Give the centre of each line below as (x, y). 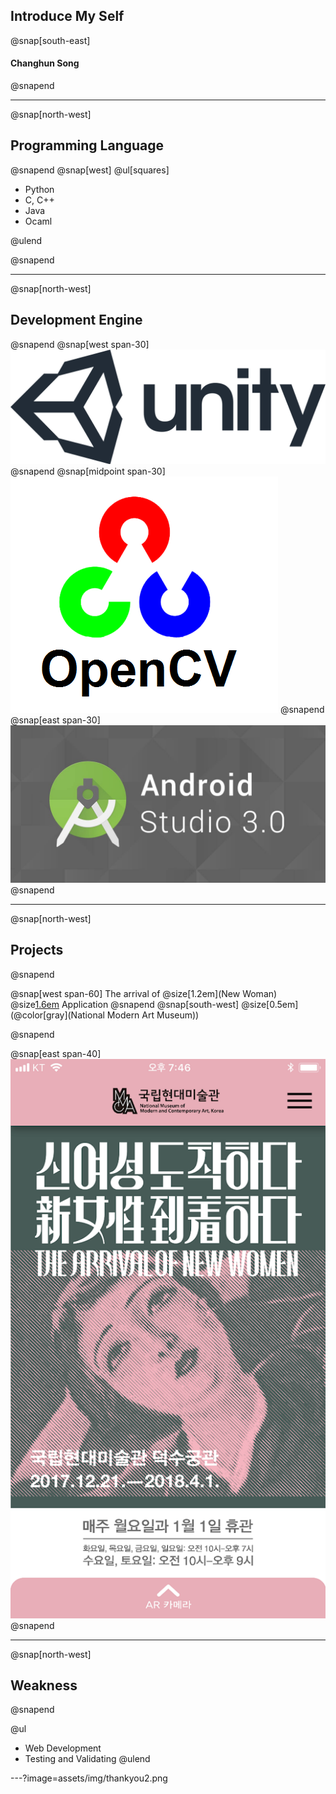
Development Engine (76, 320)
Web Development (63, 1748)
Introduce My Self (67, 16)
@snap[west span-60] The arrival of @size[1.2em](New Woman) (144, 993)
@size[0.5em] (270, 1004)
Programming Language (87, 145)
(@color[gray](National (57, 1015)
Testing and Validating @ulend (87, 1759)
